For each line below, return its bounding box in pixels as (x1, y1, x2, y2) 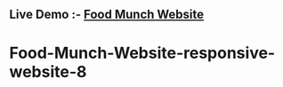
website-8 (9, 61, 87, 82)
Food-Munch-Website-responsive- (9, 43, 276, 63)
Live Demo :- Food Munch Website (9, 7, 205, 22)
